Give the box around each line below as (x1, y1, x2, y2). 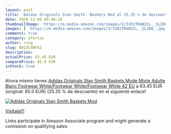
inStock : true (5, 64, 36, 69)
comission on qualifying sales (5, 123, 68, 129)
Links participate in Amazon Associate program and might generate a (5, 118, 151, 124)
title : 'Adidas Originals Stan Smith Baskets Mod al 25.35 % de (5, 12, 147, 17)
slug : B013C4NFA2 (5, 45, 42, 50)
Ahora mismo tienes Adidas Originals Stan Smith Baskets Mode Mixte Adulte (5, 78, 165, 84)
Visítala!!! (5, 108, 24, 114)
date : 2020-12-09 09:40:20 (5, 17, 63, 22)
